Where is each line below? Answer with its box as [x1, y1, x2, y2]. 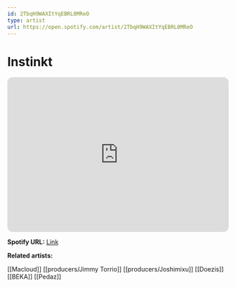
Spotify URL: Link [7, 238, 59, 246]
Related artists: [7, 251, 53, 260]
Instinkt [7, 53, 53, 70]
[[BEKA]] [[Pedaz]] [7, 272, 62, 281]
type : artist [7, 17, 46, 24]
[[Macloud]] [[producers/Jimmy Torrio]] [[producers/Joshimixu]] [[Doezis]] [7, 265, 224, 274]
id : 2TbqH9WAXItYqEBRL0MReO [7, 10, 90, 18]
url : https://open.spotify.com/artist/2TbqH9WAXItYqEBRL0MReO [7, 23, 193, 30]
